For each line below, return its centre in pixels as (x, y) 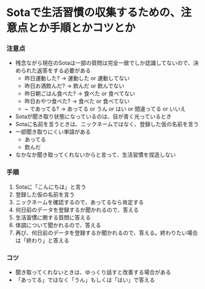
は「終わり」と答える (42, 240)
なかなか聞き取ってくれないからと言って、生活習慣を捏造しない (95, 155)
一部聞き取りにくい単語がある (53, 132)
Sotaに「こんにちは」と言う (51, 187)
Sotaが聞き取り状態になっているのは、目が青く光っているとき (93, 116)
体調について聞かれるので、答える (58, 225)
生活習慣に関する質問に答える (53, 217)
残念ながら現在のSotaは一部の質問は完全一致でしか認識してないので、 (104, 63)
